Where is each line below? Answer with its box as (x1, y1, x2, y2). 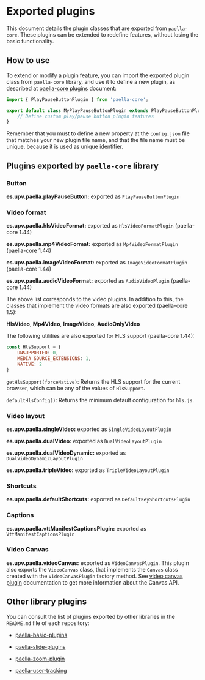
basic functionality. (6, 37, 54, 45)
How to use (6, 55, 50, 65)
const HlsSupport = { (6, 344, 62, 350)
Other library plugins (6, 597, 87, 607)
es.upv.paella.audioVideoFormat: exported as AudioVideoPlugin (6, 277, 170, 285)
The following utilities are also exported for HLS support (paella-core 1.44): (6, 332, 195, 340)
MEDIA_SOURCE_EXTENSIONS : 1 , (17, 355, 92, 362)
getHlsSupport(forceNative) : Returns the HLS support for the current (6, 378, 181, 385)
